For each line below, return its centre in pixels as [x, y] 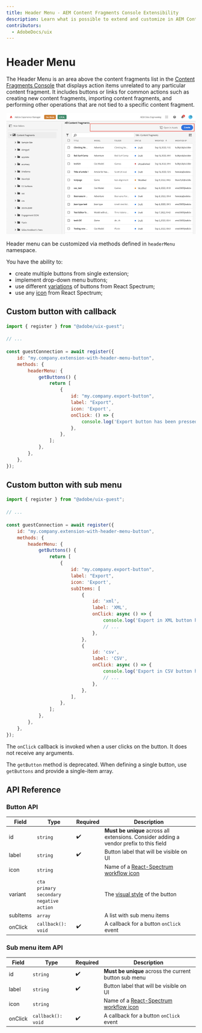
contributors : [24, 25]
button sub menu [125, 978]
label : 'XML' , [110, 608]
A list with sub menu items [137, 915]
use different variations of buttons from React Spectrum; [85, 286]
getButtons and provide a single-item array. [60, 771]
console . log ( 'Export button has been [129, 422]
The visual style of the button [140, 894]
